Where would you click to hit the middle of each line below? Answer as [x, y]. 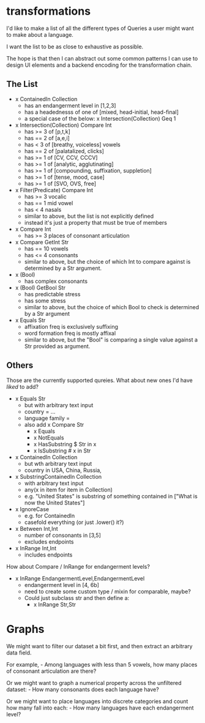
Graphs [25, 629]
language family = [47, 418]
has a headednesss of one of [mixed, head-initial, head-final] [102, 112]
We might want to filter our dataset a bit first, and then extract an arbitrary [99, 646]
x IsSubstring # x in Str [62, 451]
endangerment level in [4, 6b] [62, 585]
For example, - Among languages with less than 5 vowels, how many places [102, 664]
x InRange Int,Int [36, 548]
